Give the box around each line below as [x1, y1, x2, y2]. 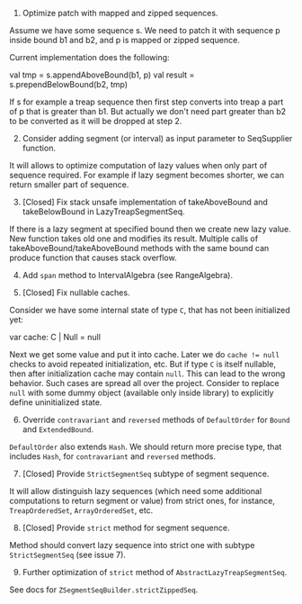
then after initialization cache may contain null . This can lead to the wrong [9, 368, 286, 379]
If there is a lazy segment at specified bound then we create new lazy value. [9, 224, 292, 234]
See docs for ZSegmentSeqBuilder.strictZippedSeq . [9, 584, 199, 595]
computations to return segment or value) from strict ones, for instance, [9, 495, 276, 506]
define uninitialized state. [9, 397, 102, 408]
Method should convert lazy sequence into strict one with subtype [9, 540, 255, 550]
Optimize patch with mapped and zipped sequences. [22, 8, 218, 18]
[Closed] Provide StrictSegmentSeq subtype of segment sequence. [22, 468, 270, 479]
